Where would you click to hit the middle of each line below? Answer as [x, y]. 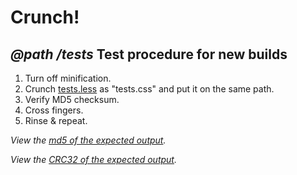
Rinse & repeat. [56, 120]
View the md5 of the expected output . [88, 140]
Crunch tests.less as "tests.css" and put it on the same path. [149, 89]
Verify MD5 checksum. [72, 99]
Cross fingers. [54, 110]
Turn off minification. [68, 78]
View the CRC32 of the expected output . [93, 159]
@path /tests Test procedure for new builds [149, 54]
